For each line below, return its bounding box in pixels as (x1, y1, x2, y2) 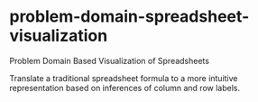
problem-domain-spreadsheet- (9, 6, 250, 27)
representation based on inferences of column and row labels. (9, 82, 241, 93)
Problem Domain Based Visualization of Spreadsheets (9, 55, 210, 66)
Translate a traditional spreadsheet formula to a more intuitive (9, 72, 238, 83)
